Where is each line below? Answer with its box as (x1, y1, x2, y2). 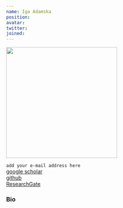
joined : (6, 31, 25, 37)
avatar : (6, 19, 25, 25)
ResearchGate (6, 181, 41, 188)
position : (6, 14, 31, 20)
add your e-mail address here (6, 163, 81, 169)
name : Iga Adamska (6, 8, 51, 15)
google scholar (6, 168, 43, 175)
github (6, 174, 22, 181)
